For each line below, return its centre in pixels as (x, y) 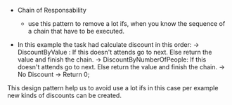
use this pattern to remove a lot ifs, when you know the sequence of (127, 23)
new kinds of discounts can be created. (64, 95)
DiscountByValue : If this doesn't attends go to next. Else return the (115, 52)
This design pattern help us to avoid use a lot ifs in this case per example (113, 88)
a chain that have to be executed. (76, 31)
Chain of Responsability (52, 10)
